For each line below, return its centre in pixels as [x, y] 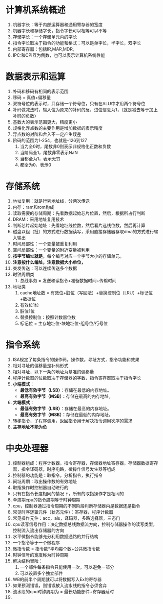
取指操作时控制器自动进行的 [41, 487]
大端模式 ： [23, 402]
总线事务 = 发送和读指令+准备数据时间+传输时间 [68, 280]
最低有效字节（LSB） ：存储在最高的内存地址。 [66, 408]
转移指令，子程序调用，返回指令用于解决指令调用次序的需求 [72, 421]
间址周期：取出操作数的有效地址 [45, 481]
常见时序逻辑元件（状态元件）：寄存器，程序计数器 [63, 512]
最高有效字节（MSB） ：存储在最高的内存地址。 [67, 396]
